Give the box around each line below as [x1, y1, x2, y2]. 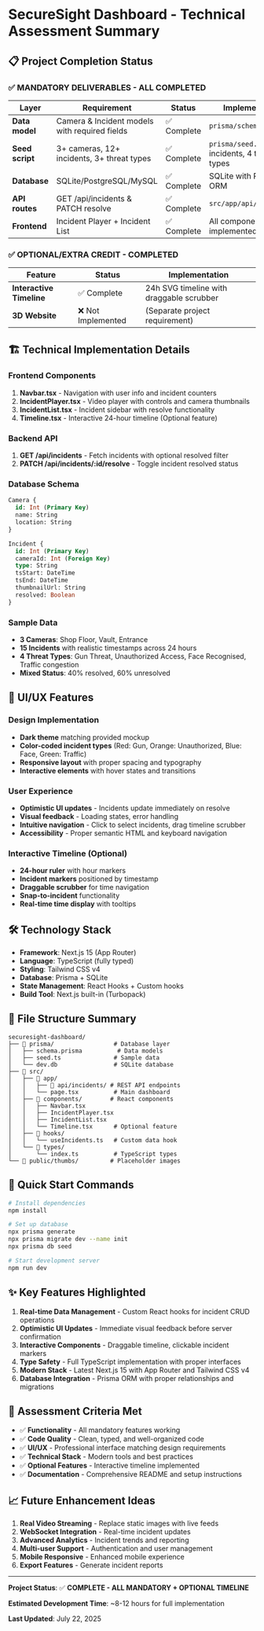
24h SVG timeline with [145, 283, 228, 294]
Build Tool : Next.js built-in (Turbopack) [19, 990, 146, 999]
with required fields [56, 125, 128, 136]
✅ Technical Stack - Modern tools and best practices [19, 1452, 194, 1461]
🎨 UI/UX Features [8, 691, 94, 704]
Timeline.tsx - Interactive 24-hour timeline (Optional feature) [19, 413, 218, 422]
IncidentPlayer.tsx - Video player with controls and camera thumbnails [19, 396, 250, 406]
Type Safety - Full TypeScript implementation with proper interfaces [19, 1357, 241, 1366]
